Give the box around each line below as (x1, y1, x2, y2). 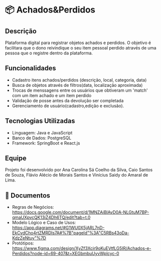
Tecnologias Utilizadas (5, 117, 75, 125)
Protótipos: (12, 240, 34, 246)
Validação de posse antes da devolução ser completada (12, 98, 124, 103)
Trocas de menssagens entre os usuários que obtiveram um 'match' (12, 87, 148, 93)
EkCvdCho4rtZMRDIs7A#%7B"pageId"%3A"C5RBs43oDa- (12, 230, 130, 236)
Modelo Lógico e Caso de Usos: (12, 220, 76, 226)
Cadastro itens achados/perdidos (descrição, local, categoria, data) (12, 77, 147, 83)
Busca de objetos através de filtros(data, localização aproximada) (12, 82, 143, 88)
